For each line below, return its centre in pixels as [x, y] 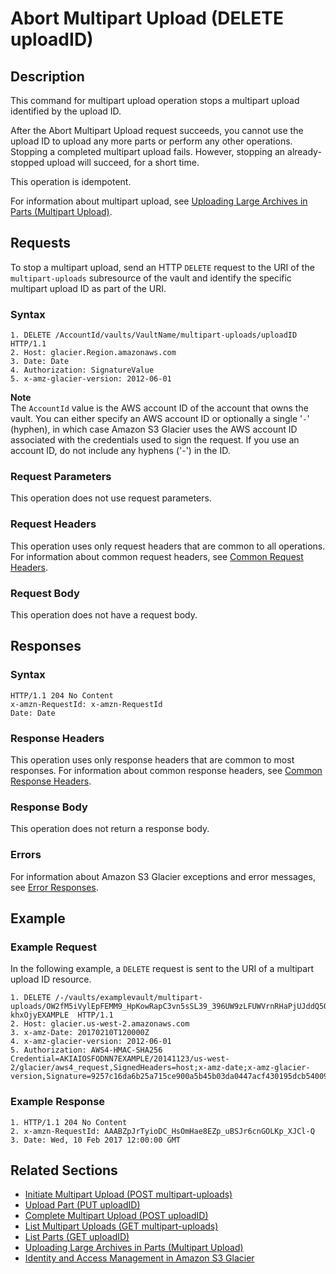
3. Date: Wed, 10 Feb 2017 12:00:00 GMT [96, 1140]
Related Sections [64, 1170]
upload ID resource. [51, 979]
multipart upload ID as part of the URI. [88, 288]
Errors [26, 855]
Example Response [58, 1102]
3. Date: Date [40, 362]
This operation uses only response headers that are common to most [152, 759]
